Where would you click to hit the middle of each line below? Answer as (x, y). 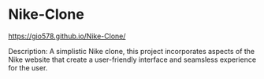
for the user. (28, 67)
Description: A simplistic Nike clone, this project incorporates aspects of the (132, 51)
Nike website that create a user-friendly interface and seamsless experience (132, 59)
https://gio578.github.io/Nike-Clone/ (67, 36)
